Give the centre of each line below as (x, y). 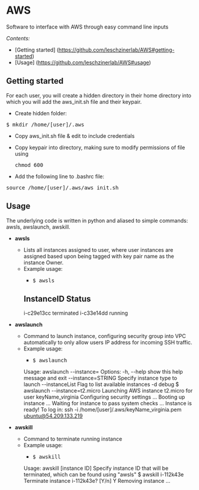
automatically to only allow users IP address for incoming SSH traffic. (108, 343)
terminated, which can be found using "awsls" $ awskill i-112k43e (104, 475)
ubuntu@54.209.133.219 (53, 416)
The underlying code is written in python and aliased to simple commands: (97, 220)
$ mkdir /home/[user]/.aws (45, 124)
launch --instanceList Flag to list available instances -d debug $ (101, 384)
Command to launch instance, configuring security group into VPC (105, 336)
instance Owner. (44, 263)
